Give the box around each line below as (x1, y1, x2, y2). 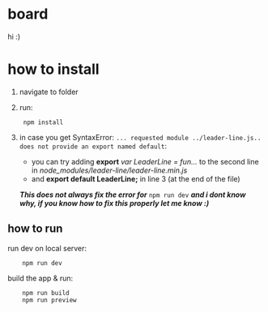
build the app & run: (7, 273, 74, 283)
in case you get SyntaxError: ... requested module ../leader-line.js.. (19, 132, 262, 142)
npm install (23, 118, 64, 126)
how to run (7, 222, 63, 236)
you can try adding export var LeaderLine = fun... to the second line (31, 156, 260, 166)
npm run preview (22, 296, 78, 304)
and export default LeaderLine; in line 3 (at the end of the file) (31, 173, 240, 183)
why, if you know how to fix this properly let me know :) (19, 198, 210, 207)
